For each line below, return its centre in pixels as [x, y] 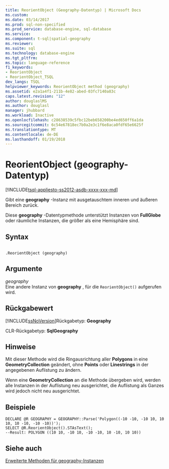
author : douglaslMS [26, 101]
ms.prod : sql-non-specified [35, 24]
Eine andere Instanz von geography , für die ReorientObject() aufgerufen [83, 286]
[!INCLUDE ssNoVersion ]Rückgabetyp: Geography [58, 321]
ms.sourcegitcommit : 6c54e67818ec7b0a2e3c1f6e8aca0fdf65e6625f [74, 125]
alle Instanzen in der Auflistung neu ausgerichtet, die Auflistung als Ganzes [85, 386]
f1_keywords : [19, 67]
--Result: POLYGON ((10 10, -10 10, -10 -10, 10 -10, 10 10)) [73, 432]
